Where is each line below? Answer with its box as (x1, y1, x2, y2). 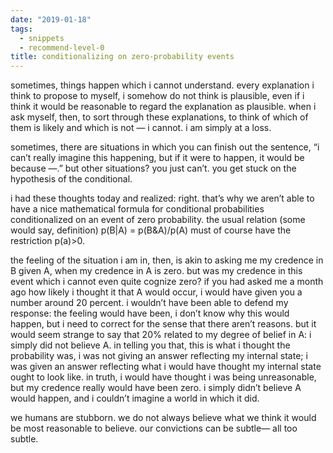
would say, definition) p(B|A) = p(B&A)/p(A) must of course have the (10, 224, 292, 236)
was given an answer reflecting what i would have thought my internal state (10, 361, 322, 373)
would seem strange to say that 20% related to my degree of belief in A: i (10, 329, 312, 341)
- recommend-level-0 (19, 42, 105, 53)
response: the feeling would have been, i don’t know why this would (10, 307, 290, 320)
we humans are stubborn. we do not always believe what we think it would (10, 412, 317, 424)
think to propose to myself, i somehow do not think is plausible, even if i (10, 90, 305, 102)
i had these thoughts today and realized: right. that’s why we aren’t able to (10, 192, 315, 205)
